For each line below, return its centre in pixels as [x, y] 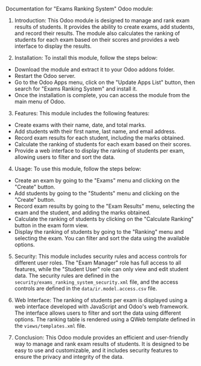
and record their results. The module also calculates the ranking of [97, 33]
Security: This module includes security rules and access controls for [101, 256]
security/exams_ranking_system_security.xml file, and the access [96, 282]
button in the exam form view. [51, 225]
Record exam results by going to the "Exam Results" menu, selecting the [104, 206]
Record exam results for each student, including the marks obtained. [100, 138]
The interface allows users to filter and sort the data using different [98, 313]
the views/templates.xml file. [50, 326]
